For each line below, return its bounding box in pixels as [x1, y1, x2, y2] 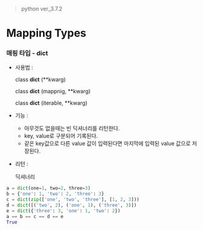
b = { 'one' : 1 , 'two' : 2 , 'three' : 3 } [6, 191, 104, 197]
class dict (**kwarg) [15, 76, 66, 84]
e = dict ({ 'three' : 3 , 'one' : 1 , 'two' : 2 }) [6, 208, 121, 214]
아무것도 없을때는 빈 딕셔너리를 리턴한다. [24, 125, 120, 132]
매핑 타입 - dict [6, 49, 48, 57]
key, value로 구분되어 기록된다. [24, 133, 98, 140]
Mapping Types [6, 27, 87, 40]
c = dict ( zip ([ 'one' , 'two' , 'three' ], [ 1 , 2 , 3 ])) [6, 197, 139, 203]
